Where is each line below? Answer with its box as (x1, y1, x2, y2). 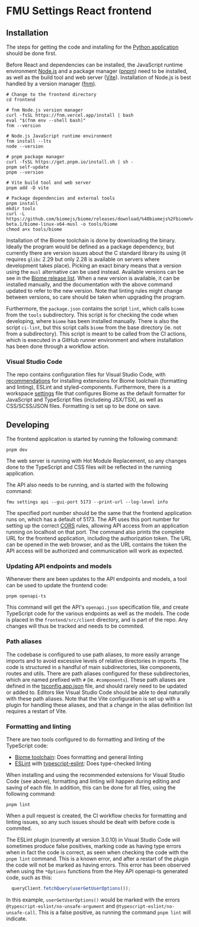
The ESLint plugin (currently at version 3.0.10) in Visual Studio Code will (6, 836, 181, 843)
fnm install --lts (6, 138, 52, 144)
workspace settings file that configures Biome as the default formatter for (6, 390, 186, 397)
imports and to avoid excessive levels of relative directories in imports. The (6, 657, 189, 664)
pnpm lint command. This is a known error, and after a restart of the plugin (6, 855, 189, 862)
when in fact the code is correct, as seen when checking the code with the (6, 849, 188, 856)
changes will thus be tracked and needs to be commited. (6, 622, 145, 629)
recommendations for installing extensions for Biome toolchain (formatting (6, 378, 188, 385)
